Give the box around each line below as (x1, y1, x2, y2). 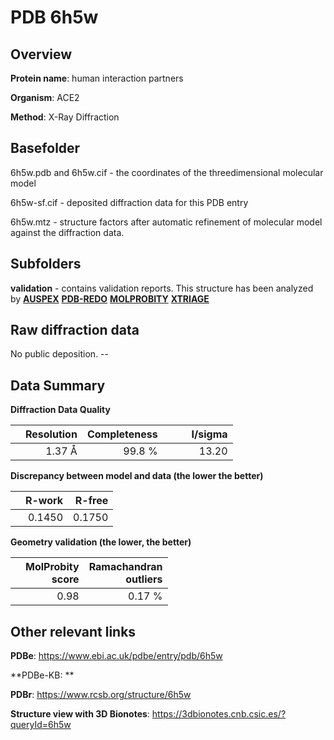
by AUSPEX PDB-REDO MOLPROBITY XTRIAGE (10, 292, 210, 305)
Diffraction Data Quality (10, 404, 111, 416)
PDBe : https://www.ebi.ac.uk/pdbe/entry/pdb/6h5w (10, 650, 223, 662)
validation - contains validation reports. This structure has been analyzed (10, 282, 314, 294)
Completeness (86, 427, 158, 441)
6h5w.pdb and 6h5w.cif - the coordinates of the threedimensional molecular (10, 166, 324, 178)
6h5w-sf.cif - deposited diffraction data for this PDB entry (10, 196, 249, 208)
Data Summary (10, 377, 106, 394)
